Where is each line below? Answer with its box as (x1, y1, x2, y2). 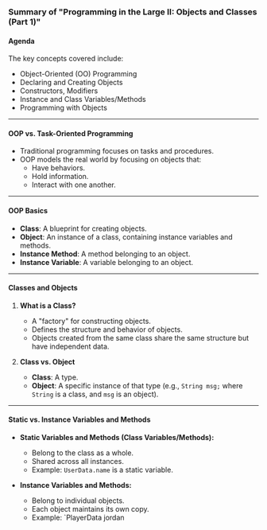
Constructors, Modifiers (19, 86, 99, 95)
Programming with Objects (19, 103, 107, 113)
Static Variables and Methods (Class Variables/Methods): (19, 432, 215, 442)
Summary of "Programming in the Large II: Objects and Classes (8, 6, 257, 18)
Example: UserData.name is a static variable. (31, 465, 173, 474)
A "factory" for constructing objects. (31, 316, 151, 325)
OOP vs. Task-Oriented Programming (8, 128, 133, 138)
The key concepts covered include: (8, 54, 124, 64)
